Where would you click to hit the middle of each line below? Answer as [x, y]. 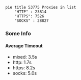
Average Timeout [24, 45]
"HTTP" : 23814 [31, 12]
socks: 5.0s [25, 73]
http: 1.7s [22, 62]
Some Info [18, 33]
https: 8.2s [24, 68]
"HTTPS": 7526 [29, 16]
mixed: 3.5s [25, 57]
